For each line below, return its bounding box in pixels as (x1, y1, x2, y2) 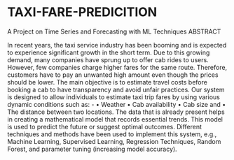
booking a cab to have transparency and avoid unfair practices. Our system (7, 85, 225, 94)
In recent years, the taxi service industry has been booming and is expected (7, 41, 227, 49)
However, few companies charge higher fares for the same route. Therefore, (7, 63, 228, 71)
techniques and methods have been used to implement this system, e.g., (7, 130, 217, 138)
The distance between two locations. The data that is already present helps (7, 108, 226, 116)
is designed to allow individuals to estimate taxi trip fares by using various (7, 92, 221, 101)
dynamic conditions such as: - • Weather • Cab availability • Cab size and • (7, 100, 226, 108)
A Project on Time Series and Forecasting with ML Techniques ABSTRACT (7, 27, 221, 36)
